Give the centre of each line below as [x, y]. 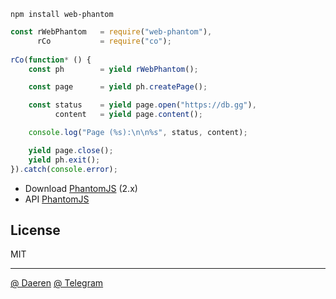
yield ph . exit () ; [64, 160]
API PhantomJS [57, 199]
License [35, 230]
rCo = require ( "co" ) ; [104, 41]
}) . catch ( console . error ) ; [64, 169]
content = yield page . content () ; [128, 115]
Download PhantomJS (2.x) [81, 188]
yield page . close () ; [71, 150]
